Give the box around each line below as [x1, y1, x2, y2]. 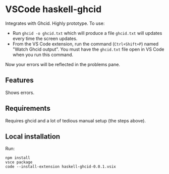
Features [5, 76, 34, 84]
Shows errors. [5, 90, 34, 96]
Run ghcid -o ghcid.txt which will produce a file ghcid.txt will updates [12, 30, 162, 36]
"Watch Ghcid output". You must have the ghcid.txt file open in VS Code [12, 46, 164, 52]
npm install [5, 155, 30, 160]
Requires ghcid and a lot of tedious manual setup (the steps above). [5, 117, 146, 123]
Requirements [5, 104, 50, 113]
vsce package [5, 160, 33, 165]
